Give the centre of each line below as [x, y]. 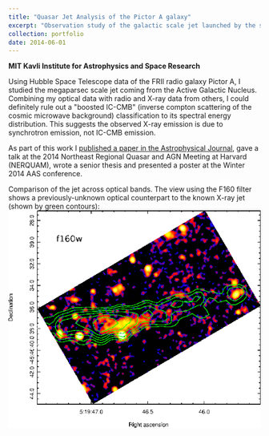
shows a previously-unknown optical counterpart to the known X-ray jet [127, 198]
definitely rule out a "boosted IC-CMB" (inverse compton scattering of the [130, 107]
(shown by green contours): [54, 206]
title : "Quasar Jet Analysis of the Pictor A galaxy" [100, 17]
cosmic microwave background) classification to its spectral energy [120, 115]
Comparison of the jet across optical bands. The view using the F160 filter [130, 189]
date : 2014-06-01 [37, 42]
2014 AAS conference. [45, 174]
